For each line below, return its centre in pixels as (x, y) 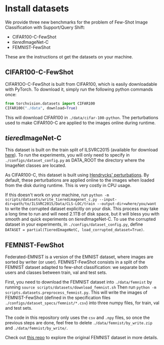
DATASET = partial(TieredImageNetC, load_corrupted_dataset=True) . (75, 230)
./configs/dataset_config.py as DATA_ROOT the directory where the (75, 160)
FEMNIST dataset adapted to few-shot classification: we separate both (76, 267)
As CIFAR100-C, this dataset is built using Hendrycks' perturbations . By (77, 175)
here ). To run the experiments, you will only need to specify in (67, 155)
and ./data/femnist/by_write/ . (36, 328)
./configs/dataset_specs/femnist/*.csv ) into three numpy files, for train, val (82, 303)
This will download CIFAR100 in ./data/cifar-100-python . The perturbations (82, 117)
